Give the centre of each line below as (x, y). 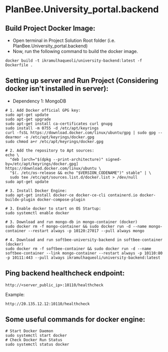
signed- (114, 159)
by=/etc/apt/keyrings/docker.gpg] (42, 164)
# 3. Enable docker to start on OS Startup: (53, 208)
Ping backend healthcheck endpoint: (65, 273)
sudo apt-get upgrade (28, 119)
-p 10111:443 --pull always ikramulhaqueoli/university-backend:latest (83, 258)
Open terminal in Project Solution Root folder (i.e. (64, 40)
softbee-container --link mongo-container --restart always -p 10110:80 (84, 253)
